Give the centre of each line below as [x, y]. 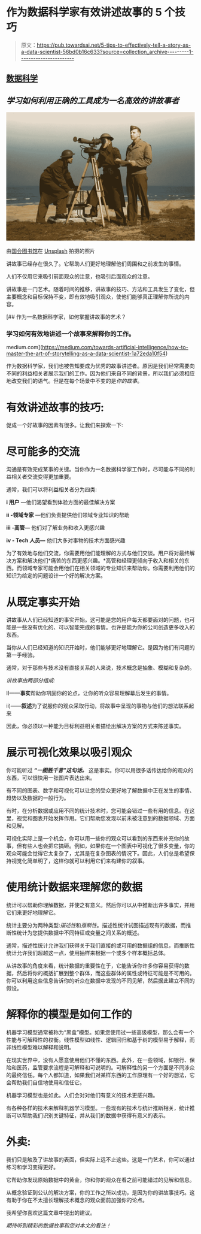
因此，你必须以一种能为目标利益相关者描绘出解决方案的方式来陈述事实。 [95, 726]
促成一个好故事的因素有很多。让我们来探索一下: [65, 425]
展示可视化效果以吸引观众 [69, 753]
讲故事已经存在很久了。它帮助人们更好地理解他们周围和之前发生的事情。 [95, 264]
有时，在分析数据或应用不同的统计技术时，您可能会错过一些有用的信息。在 [98, 811]
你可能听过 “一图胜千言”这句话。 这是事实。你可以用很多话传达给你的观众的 [100, 770]
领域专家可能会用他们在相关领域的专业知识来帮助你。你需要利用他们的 [108, 568]
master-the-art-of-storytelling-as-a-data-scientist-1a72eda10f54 [86, 353]
